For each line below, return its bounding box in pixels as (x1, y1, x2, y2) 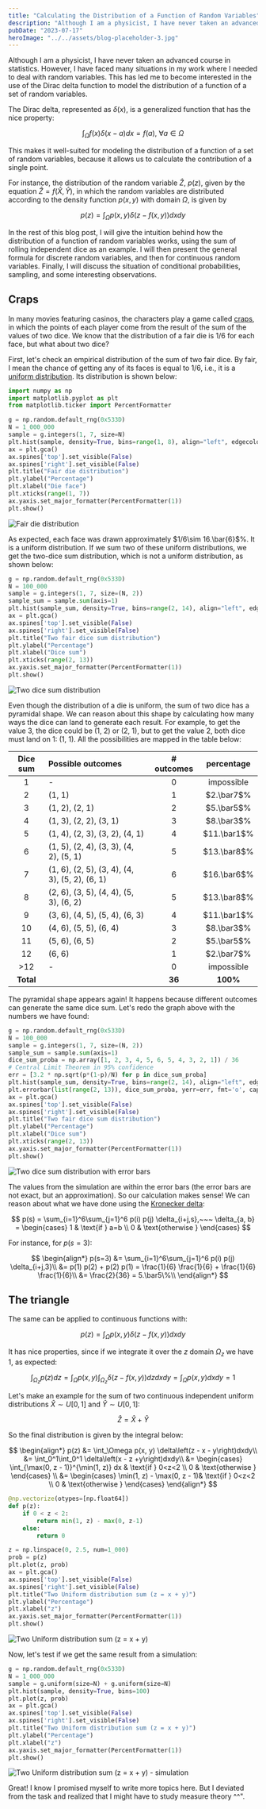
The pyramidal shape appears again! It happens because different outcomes (8, 994, 257, 1004)
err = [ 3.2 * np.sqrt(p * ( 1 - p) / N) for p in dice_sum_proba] (8, 1071, 207, 1079)
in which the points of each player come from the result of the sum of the (8, 322, 247, 332)
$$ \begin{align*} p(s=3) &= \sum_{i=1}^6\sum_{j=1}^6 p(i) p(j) (31, 1253, 235, 1263)
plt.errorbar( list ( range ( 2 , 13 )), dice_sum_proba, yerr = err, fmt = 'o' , (8, 1086, 246, 1093)
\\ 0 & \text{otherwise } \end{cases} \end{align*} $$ (48, 1479, 218, 1489)
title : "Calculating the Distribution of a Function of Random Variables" (8, 11, 260, 20)
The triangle (8, 1294, 70, 1307)
